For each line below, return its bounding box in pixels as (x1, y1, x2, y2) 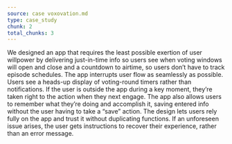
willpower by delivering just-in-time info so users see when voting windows (7, 56, 223, 64)
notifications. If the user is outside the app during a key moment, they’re (7, 85, 213, 93)
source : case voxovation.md (7, 10, 89, 17)
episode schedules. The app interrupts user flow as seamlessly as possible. (7, 71, 224, 79)
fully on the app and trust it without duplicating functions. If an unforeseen (7, 115, 220, 123)
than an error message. (7, 129, 74, 138)
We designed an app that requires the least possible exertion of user (7, 48, 203, 57)
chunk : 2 (7, 23, 33, 30)
